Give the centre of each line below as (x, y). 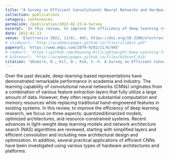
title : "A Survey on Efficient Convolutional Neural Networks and (76, 10)
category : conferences (29, 19)
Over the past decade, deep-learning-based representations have (74, 76)
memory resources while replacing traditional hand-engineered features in (82, 103)
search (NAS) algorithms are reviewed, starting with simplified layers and (81, 130)
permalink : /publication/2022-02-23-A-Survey (54, 24)
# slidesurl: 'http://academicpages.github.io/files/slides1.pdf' (76, 43)
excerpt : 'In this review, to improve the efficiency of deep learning (82, 29)
